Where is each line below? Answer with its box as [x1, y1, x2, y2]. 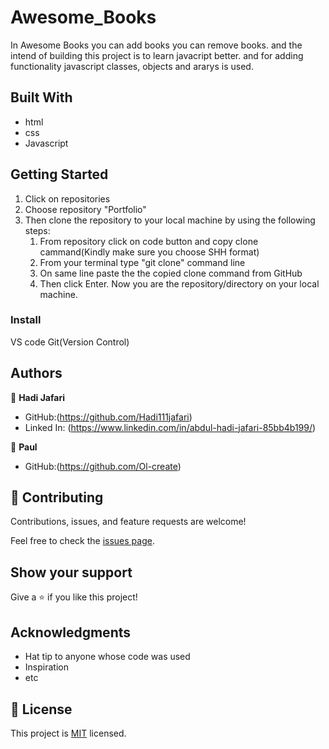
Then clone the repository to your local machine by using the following [24, 214, 316, 226]
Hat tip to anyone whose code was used [24, 651, 191, 663]
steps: [24, 224, 51, 236]
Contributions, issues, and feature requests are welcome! [10, 516, 247, 528]
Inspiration [24, 661, 69, 673]
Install [10, 313, 42, 327]
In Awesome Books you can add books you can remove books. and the [10, 39, 303, 51]
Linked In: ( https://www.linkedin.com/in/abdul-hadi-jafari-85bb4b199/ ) [24, 421, 317, 433]
